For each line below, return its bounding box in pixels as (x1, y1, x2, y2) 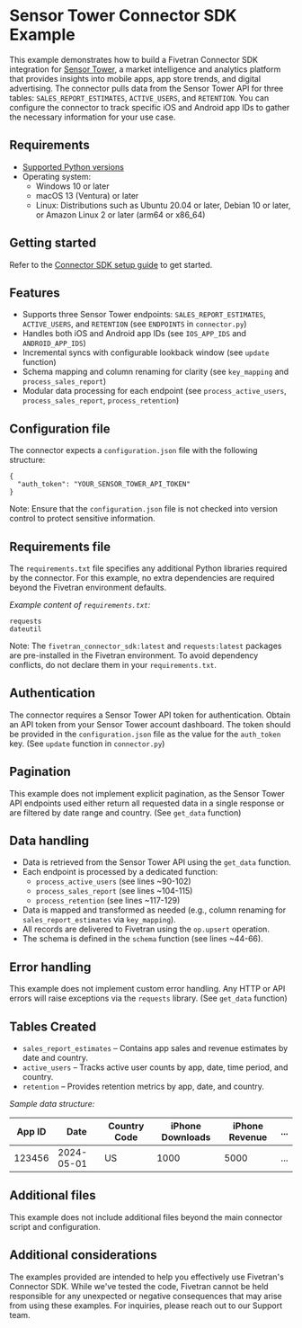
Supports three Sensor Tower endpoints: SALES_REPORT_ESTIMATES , (22, 309, 267, 320)
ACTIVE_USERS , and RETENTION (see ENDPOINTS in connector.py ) (22, 318, 247, 329)
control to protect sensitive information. (9, 513, 155, 524)
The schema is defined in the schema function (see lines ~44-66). (22, 933, 263, 944)
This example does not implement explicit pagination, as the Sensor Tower (9, 788, 285, 798)
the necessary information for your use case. (9, 111, 176, 122)
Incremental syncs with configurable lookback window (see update (22, 347, 270, 358)
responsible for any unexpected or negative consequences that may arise (9, 1290, 282, 1301)
